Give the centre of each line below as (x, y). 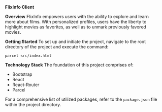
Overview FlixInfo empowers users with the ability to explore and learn (77, 16)
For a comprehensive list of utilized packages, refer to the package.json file (81, 99)
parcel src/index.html (28, 56)
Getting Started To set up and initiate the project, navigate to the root (76, 42)
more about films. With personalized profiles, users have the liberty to (76, 22)
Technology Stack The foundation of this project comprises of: (69, 65)
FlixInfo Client (20, 7)
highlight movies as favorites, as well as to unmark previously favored (76, 27)
